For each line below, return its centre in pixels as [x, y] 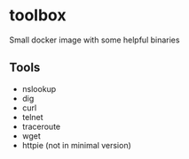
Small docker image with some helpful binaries [94, 40]
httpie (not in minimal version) [76, 145]
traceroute [41, 126]
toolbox [38, 15]
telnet [32, 117]
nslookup [39, 88]
